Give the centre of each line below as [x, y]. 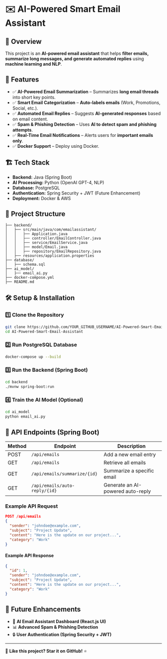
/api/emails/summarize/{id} [65, 474]
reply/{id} [44, 491]
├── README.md [20, 282]
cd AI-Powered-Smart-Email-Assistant [44, 331]
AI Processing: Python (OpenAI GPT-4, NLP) [58, 182]
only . [18, 141]
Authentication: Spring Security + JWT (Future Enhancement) [76, 193]
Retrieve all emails [125, 462]
